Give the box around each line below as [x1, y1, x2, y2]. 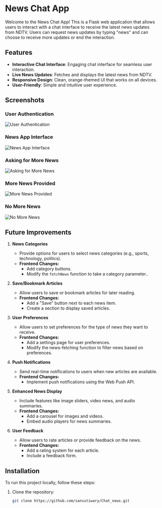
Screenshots [5, 96, 45, 104]
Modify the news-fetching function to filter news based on [26, 345, 143, 351]
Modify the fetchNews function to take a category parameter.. [26, 271, 148, 277]
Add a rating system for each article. [26, 447, 99, 454]
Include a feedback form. [26, 453, 77, 459]
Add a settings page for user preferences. [26, 340, 111, 345]
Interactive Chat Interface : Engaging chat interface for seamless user [12, 61, 152, 67]
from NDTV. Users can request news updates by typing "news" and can [5, 29, 148, 35]
